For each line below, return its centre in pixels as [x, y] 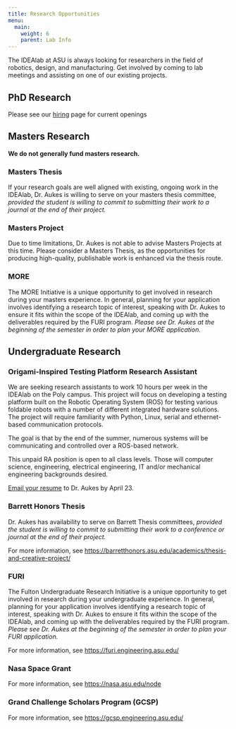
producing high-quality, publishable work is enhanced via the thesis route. [116, 258]
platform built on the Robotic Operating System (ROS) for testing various [113, 402]
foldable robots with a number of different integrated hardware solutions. [114, 409]
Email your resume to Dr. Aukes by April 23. [71, 488]
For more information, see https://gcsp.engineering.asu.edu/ [96, 718]
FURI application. [33, 637]
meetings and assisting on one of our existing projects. [88, 76]
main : [23, 27]
